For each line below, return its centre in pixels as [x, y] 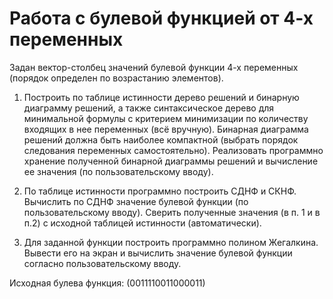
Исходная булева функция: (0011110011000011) [107, 283]
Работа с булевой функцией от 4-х [161, 18]
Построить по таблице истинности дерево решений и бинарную [161, 97]
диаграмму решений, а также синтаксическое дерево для [149, 108]
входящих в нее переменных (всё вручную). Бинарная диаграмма [166, 129]
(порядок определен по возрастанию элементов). [116, 78]
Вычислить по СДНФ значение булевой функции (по [136, 201]
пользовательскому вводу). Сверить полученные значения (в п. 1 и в [172, 212]
